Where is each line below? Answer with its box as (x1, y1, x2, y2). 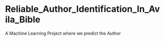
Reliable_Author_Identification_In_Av (5, 3, 160, 15)
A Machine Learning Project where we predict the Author (5, 30, 121, 36)
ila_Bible (5, 14, 41, 25)
